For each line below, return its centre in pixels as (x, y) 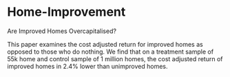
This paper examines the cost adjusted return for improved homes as (105, 44)
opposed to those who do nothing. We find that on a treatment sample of (111, 52)
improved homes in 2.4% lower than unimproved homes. (87, 66)
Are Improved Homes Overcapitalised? (62, 31)
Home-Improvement (66, 12)
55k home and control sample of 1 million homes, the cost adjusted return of (115, 58)
